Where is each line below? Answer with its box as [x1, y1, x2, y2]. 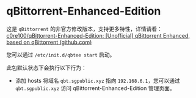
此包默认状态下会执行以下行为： [6, 64, 87, 71]
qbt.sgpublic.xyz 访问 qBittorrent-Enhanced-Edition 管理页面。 [15, 84, 175, 92]
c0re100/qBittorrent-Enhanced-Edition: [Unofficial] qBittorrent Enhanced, [6, 32, 191, 39]
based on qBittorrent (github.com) [6, 38, 92, 46]
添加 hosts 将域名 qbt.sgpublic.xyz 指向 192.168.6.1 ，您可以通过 [15, 77, 180, 84]
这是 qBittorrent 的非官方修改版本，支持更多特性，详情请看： [6, 25, 163, 32]
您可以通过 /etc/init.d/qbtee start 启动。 [6, 51, 115, 58]
